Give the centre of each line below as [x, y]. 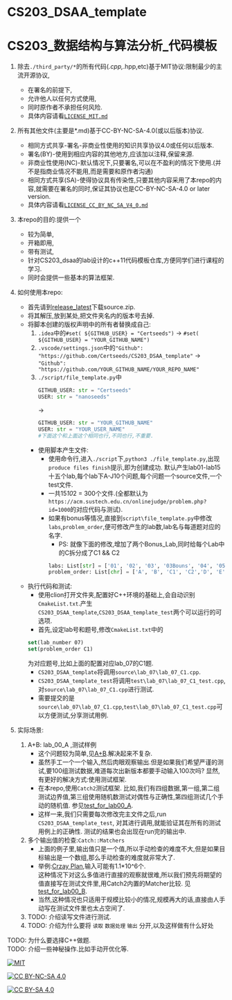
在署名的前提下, [50, 90]
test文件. [61, 484]
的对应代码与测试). [97, 509]
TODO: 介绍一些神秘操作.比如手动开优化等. [68, 949]
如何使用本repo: [40, 293]
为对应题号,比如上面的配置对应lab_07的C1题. [90, 663]
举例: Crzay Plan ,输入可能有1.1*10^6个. [92, 866]
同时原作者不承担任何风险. [65, 107]
